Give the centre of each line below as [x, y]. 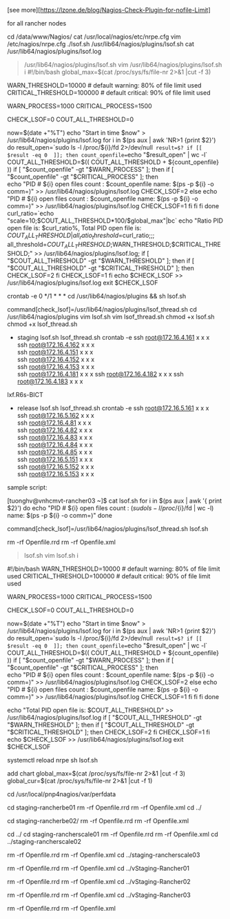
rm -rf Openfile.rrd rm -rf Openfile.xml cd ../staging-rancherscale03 [104, 855]
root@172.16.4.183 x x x [50, 381]
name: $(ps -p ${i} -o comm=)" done [60, 515]
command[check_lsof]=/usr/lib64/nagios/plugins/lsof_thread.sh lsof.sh [108, 528]
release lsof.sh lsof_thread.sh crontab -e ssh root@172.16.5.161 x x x [113, 408]
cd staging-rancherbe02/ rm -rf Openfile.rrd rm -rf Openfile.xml [98, 820]
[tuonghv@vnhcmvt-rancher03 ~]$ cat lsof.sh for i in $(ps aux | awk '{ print [115, 501]
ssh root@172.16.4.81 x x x [54, 423]
